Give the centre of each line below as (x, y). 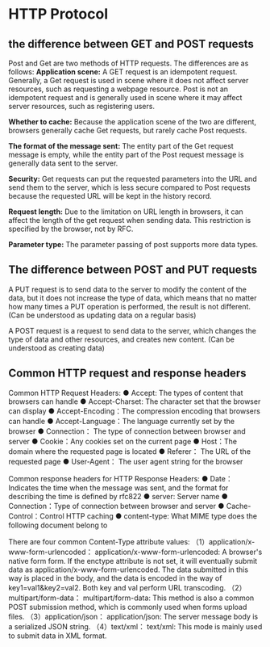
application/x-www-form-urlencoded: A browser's (179, 552)
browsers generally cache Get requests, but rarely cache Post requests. (128, 130)
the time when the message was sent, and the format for (134, 487)
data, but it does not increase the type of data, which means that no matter (133, 298)
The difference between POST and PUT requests (133, 270)
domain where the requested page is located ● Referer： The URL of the (130, 451)
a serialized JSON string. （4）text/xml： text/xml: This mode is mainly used (135, 626)
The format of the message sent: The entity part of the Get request (121, 146)
